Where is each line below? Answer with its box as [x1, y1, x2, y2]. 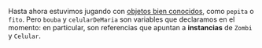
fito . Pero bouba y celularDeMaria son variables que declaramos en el [8, 15, 235, 24]
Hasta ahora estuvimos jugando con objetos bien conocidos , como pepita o [8, 7, 254, 15]
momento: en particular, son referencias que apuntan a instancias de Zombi [8, 23, 253, 32]
